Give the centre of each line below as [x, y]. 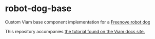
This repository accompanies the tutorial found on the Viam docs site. [75, 31]
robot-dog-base [38, 9]
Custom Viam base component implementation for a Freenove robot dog [78, 22]
